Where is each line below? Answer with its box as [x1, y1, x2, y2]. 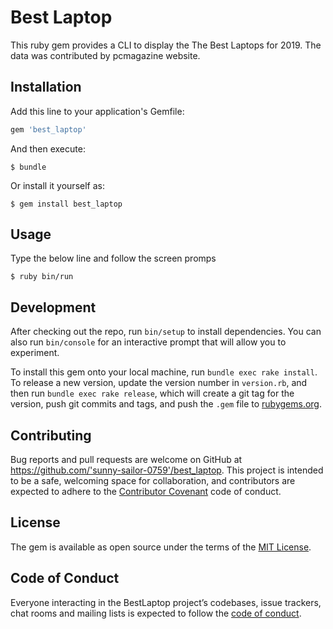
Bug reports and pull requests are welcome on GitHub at [10, 454, 243, 466]
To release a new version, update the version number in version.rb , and [10, 377, 308, 389]
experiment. [10, 347, 60, 359]
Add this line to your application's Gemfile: [10, 105, 185, 117]
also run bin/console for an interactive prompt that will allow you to [10, 336, 287, 348]
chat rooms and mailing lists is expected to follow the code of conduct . [10, 607, 302, 619]
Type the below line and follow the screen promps [10, 252, 217, 265]
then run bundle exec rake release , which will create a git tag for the [10, 387, 295, 400]
